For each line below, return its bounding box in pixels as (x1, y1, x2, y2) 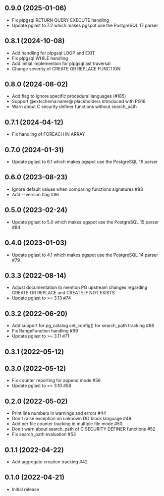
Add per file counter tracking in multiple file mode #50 (11, 421, 123, 427)
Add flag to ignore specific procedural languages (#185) (11, 93, 126, 99)
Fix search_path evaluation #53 (11, 431, 76, 438)
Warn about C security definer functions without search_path (11, 104, 137, 110)
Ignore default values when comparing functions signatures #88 (11, 186, 143, 192)
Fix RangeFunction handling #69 (11, 328, 78, 334)
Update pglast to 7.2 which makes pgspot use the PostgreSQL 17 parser (11, 22, 159, 28)
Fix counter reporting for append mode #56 (11, 378, 101, 384)
